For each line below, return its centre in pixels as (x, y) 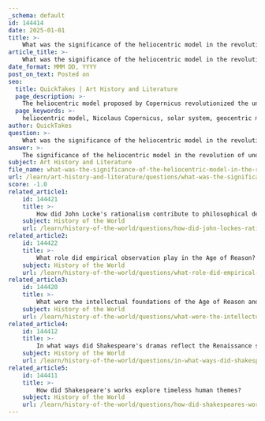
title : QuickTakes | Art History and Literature (97, 89)
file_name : (26, 170)
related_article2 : (38, 236)
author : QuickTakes (40, 126)
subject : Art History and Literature (70, 163)
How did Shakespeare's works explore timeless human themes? (139, 390)
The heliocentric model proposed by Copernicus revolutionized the (135, 103)
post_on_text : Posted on (49, 74)
